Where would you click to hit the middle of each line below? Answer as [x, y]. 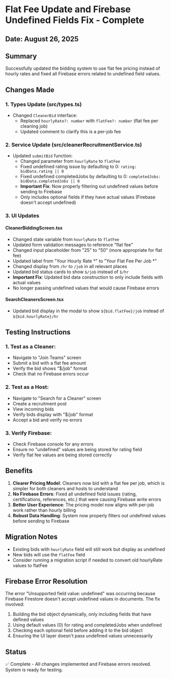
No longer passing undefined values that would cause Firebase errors [86, 288]
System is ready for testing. [34, 670]
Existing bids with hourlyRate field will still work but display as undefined [89, 549]
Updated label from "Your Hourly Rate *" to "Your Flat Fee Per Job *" [85, 261]
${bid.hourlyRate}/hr [35, 316]
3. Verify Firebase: [28, 433]
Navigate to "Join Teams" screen [47, 358]
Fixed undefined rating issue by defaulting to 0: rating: [78, 167]
